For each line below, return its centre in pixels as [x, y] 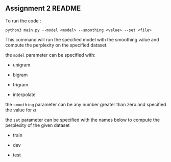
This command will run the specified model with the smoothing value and [82, 39]
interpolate [24, 95]
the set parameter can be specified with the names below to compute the [82, 120]
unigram [21, 65]
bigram [20, 75]
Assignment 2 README [43, 8]
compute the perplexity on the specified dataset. [57, 45]
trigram [20, 84]
